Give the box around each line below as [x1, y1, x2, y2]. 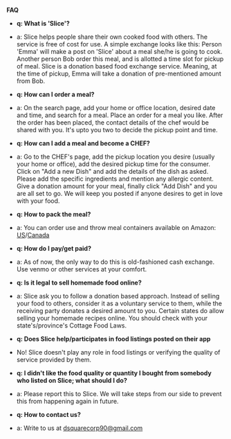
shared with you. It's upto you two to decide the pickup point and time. [16, 126, 219, 134]
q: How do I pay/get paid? [16, 244, 91, 252]
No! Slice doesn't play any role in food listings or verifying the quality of [16, 348, 221, 356]
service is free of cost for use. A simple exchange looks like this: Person [16, 40, 222, 48]
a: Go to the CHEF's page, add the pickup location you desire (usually [16, 152, 215, 161]
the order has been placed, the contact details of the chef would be [16, 118, 209, 127]
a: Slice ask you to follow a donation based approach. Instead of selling [16, 292, 220, 300]
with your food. [16, 197, 60, 205]
